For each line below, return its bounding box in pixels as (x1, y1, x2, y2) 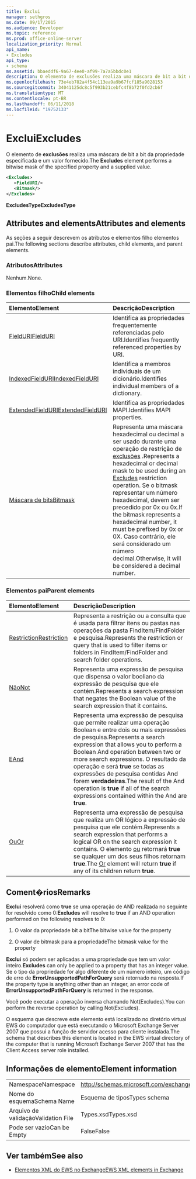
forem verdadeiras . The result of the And (73, 777, 185, 785)
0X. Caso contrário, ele (113, 533, 176, 541)
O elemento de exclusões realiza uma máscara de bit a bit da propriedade (6, 151, 185, 158)
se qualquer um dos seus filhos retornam (73, 852, 185, 860)
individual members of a (113, 382, 179, 390)
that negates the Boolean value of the (73, 694, 176, 702)
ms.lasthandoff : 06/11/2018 (6, 101, 75, 107)
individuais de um (113, 367, 162, 375)
